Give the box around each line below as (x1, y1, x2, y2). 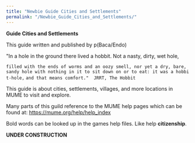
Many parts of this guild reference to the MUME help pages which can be (6, 102, 183, 109)
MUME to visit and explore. (6, 91, 71, 98)
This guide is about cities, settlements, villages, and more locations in (6, 85, 173, 92)
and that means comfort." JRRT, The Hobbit (26, 75, 136, 81)
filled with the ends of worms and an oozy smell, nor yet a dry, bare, (6, 63, 187, 70)
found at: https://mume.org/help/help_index (6, 109, 111, 116)
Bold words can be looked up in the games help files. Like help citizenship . (6, 120, 187, 127)
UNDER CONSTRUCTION (6, 131, 67, 138)
